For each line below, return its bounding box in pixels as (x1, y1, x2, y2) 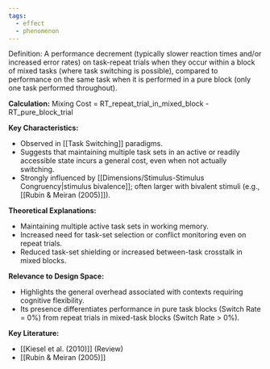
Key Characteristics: (8, 123, 79, 133)
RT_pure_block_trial (8, 107, 74, 117)
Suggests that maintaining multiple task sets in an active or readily (19, 147, 240, 157)
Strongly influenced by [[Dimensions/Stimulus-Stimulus (19, 173, 205, 182)
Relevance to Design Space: (8, 271, 105, 281)
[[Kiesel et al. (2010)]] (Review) (19, 344, 123, 354)
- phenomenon (15, 27, 60, 35)
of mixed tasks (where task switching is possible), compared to (8, 66, 218, 76)
